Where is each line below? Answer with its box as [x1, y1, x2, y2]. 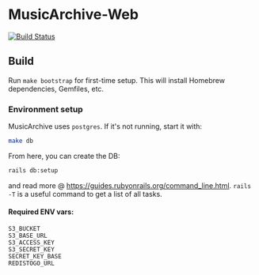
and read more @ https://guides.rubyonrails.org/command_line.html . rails [8, 180, 252, 190]
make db [8, 137, 34, 145]
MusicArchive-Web [8, 6, 139, 24]
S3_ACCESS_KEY [8, 239, 55, 247]
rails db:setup [8, 166, 59, 175]
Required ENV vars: [8, 207, 74, 217]
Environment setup [8, 104, 83, 115]
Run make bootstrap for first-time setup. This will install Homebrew [8, 75, 226, 85]
